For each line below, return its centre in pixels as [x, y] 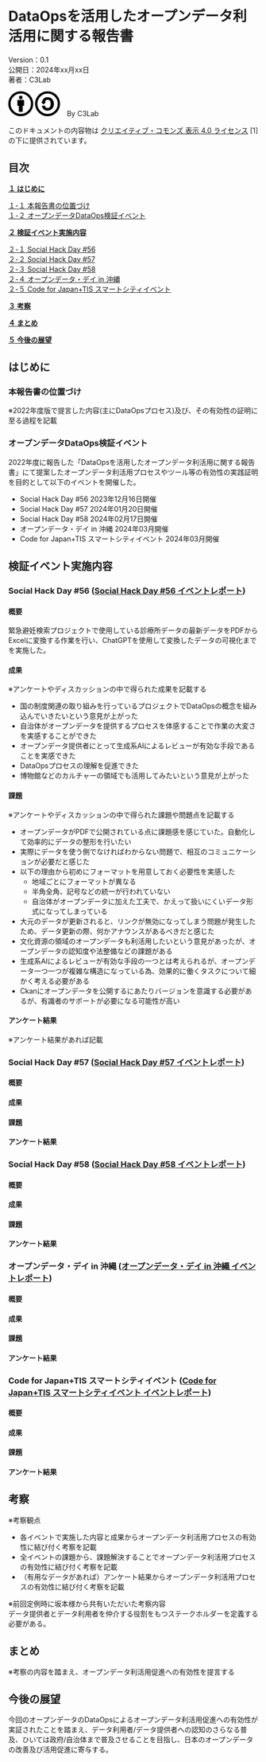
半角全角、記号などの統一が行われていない [101, 891]
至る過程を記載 [33, 421]
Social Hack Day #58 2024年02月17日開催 [89, 519]
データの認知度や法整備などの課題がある [106, 951]
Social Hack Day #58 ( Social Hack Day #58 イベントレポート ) [127, 1164]
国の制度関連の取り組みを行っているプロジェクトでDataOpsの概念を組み [138, 706]
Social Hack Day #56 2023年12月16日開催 [88, 499]
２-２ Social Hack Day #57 [52, 259]
